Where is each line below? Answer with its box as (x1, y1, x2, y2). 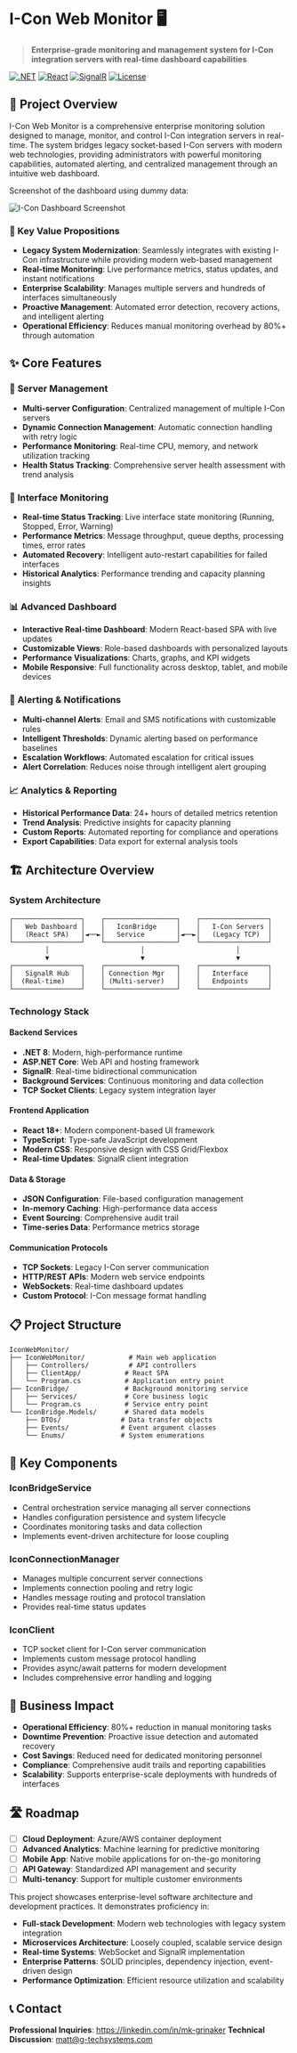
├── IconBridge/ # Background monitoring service (9, 1384, 249, 1394)
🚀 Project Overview (9, 97, 118, 112)
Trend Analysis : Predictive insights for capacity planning (21, 817, 231, 827)
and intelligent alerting (21, 311, 105, 322)
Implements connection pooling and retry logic (21, 1583, 194, 1593)
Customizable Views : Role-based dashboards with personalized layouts (21, 643, 288, 654)
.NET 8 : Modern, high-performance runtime (21, 1047, 183, 1057)
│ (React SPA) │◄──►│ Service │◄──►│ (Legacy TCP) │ (9, 930, 273, 939)
